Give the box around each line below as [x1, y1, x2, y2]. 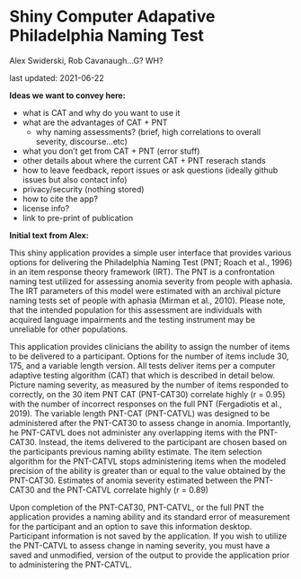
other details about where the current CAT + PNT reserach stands [22, 155, 267, 165]
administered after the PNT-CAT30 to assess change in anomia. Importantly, [9, 417, 292, 428]
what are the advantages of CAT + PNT [22, 117, 168, 128]
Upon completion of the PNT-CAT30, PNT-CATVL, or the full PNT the [9, 502, 265, 512]
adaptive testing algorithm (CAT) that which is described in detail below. [9, 370, 276, 380]
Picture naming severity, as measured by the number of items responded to [9, 379, 289, 390]
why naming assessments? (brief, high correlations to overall [35, 126, 261, 137]
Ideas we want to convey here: [9, 90, 126, 101]
